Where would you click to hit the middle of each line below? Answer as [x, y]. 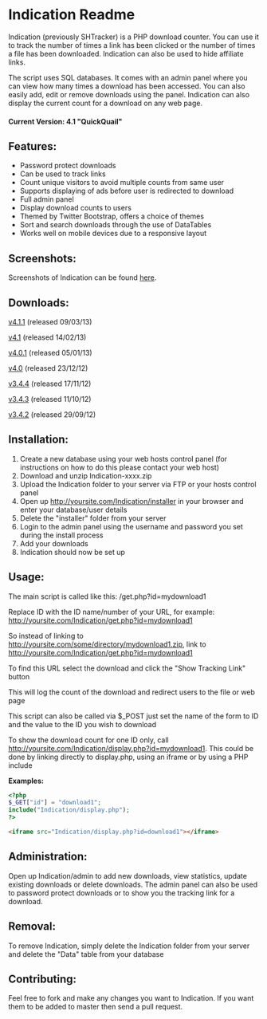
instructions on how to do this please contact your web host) [120, 467]
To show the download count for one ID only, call [88, 740]
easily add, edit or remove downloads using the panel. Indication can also [129, 94]
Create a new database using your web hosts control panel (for [124, 458]
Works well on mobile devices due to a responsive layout [113, 234]
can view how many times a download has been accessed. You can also [127, 86]
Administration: [48, 857]
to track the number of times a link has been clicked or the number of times [132, 45]
